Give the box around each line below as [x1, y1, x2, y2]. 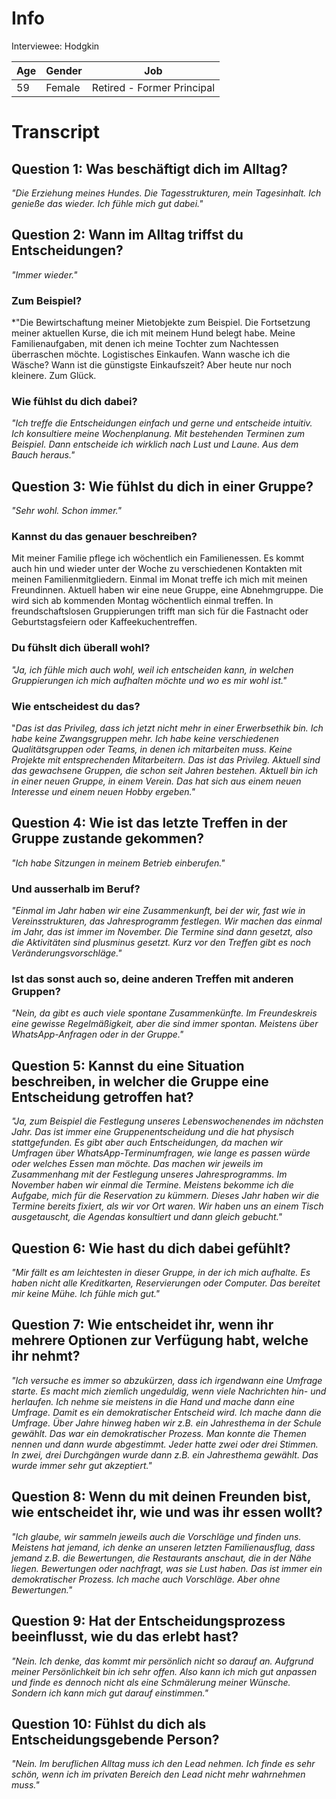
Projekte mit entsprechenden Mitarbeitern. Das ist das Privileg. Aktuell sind [11, 754, 321, 766]
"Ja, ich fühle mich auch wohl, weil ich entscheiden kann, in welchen [11, 663, 294, 676]
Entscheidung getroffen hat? [11, 1088, 194, 1106]
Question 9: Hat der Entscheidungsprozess [11, 1613, 286, 1630]
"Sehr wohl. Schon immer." [11, 505, 122, 517]
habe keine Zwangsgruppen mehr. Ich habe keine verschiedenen [11, 733, 279, 745]
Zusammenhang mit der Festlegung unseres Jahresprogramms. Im [11, 1168, 288, 1181]
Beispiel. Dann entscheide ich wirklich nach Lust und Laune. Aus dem [11, 438, 299, 451]
